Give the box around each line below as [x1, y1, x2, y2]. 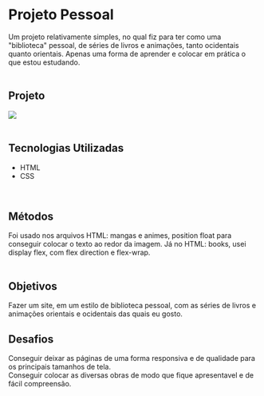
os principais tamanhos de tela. [8, 362, 112, 371]
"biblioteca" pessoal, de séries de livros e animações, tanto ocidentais [8, 40, 239, 49]
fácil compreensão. [8, 379, 72, 388]
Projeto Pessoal [8, 6, 114, 24]
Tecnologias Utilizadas [8, 141, 124, 155]
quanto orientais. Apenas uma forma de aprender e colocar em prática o [8, 49, 246, 58]
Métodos [8, 209, 54, 223]
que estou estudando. [8, 57, 81, 67]
